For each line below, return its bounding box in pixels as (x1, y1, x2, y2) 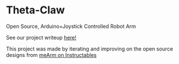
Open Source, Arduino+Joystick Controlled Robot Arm (6, 23, 136, 30)
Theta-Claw (6, 3, 65, 17)
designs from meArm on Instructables (6, 51, 97, 58)
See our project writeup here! (6, 34, 77, 41)
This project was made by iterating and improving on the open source (6, 45, 173, 52)
